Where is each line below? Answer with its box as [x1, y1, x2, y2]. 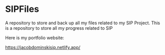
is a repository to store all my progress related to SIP [5, 25, 113, 31]
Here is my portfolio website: [5, 35, 64, 41]
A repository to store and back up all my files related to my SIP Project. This [5, 20, 161, 26]
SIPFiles [5, 3, 39, 15]
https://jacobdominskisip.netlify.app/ [5, 44, 81, 50]
